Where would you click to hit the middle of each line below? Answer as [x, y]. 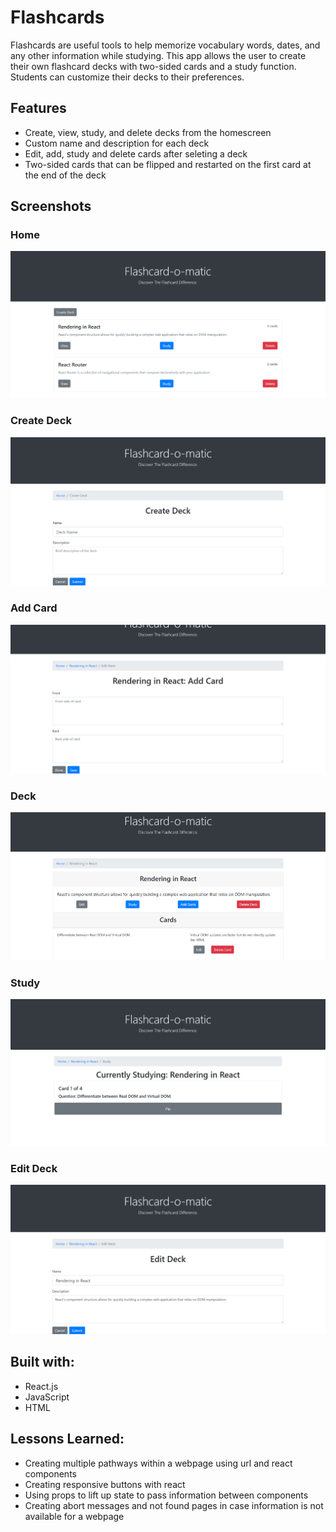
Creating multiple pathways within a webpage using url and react [158, 1463]
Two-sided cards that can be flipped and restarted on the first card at [168, 164]
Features [38, 108]
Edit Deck [34, 1168]
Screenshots [51, 206]
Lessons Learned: [67, 1439]
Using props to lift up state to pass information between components [166, 1495]
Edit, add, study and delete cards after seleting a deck [136, 153]
